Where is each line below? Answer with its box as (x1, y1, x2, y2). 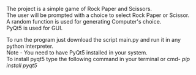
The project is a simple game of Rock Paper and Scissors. (6, 5, 152, 12)
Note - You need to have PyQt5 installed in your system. (6, 49, 148, 56)
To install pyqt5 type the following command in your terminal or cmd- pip (6, 56, 190, 62)
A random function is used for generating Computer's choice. (6, 18, 162, 25)
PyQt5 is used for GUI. (6, 24, 63, 31)
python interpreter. (6, 42, 54, 50)
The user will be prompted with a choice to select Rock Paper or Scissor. (6, 11, 190, 19)
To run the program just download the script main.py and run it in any (6, 36, 181, 43)
